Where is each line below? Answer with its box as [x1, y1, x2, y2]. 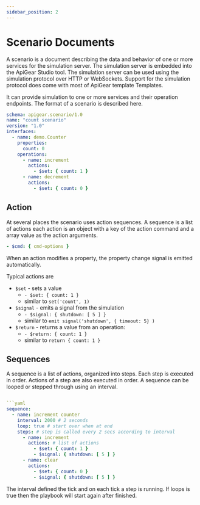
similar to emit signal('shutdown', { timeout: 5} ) [24, 317, 155, 324]
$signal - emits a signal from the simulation [15, 303, 125, 311]
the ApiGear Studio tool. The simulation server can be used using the [6, 68, 179, 76]
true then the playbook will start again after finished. [6, 492, 137, 499]
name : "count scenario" [6, 117, 67, 123]
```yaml [6, 401, 26, 407]
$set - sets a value [15, 285, 62, 292]
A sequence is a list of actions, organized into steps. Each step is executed [6, 370, 193, 377]
